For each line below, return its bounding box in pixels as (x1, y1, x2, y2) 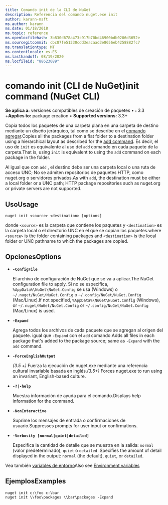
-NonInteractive (12, 408, 47, 414)
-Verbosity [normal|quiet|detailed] (12, 433, 89, 438)
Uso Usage (5, 200, 39, 209)
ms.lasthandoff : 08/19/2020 (5, 54, 64, 59)
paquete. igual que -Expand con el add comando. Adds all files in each (12, 332, 154, 339)
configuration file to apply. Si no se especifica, (12, 281, 109, 287)
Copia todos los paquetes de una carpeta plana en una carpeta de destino (5, 122, 159, 128)
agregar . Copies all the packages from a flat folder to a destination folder (5, 133, 154, 139)
